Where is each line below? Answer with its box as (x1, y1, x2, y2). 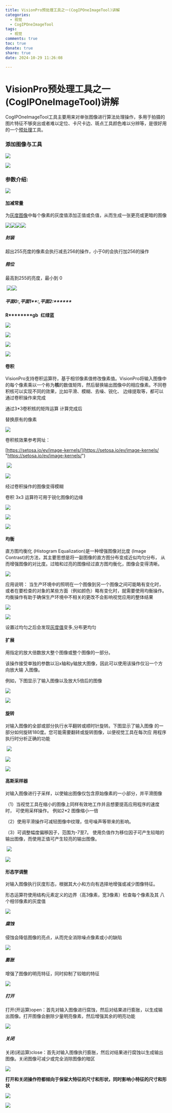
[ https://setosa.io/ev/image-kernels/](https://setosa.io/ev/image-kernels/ (5, 447, 159, 453)
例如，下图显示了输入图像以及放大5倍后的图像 (5, 677, 102, 684)
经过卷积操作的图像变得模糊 (5, 484, 64, 490)
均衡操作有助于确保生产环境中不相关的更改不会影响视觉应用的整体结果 (5, 594, 154, 600)
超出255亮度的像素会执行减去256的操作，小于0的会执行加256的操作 (5, 248, 149, 255)
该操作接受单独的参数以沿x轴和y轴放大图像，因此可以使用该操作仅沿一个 (5, 660, 159, 666)
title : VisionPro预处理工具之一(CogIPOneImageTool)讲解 (5, 7, 120, 13)
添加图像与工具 (5, 141, 42, 148)
